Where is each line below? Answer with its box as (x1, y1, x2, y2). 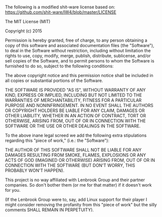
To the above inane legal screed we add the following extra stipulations (5, 133, 147, 138)
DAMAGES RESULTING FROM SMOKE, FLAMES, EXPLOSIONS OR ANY (5, 152, 146, 158)
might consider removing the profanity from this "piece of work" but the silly (5, 202, 157, 207)
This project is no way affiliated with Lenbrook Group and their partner (5, 177, 145, 183)
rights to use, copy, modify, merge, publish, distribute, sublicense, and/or (5, 53, 151, 59)
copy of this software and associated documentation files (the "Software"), (5, 43, 155, 48)
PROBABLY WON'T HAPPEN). (5, 168, 64, 173)
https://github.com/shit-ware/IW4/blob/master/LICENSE (5, 9, 117, 15)
